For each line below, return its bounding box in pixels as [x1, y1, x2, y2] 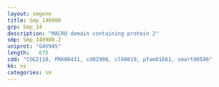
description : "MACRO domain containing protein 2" [7, 29, 159, 37]
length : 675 [7, 50, 49, 57]
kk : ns [7, 62, 27, 69]
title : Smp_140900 [7, 17, 61, 24]
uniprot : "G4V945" [7, 43, 61, 50]
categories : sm [7, 69, 52, 76]
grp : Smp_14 [7, 23, 42, 30]
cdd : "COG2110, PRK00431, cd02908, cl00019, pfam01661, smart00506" [7, 56, 213, 63]
